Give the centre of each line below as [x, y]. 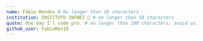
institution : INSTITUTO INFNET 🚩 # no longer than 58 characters [90, 17]
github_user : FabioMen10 [37, 29]
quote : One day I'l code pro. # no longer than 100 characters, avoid [97, 23]
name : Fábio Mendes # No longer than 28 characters [72, 12]
